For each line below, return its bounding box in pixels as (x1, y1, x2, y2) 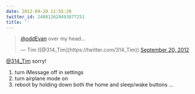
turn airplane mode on (14, 75, 68, 82)
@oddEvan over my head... (20, 35, 86, 42)
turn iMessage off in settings (14, 69, 83, 76)
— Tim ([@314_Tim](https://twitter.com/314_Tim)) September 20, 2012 (20, 46, 190, 53)
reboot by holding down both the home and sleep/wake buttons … (14, 81, 174, 88)
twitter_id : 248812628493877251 (6, 14, 85, 20)
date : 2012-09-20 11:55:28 (6, 8, 72, 15)
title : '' (6, 19, 30, 25)
